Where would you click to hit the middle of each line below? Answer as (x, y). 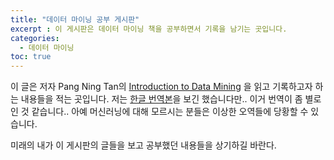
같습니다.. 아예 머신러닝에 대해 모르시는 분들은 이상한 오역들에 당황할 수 (170, 112)
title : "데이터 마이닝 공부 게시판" (75, 19)
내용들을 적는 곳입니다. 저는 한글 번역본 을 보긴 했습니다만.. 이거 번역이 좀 (161, 99)
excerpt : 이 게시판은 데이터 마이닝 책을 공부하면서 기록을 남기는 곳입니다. (149, 29)
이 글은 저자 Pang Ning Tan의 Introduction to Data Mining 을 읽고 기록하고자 (161, 87)
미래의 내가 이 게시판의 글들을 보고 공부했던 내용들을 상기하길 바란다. (143, 145)
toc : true (31, 57)
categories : (35, 38)
